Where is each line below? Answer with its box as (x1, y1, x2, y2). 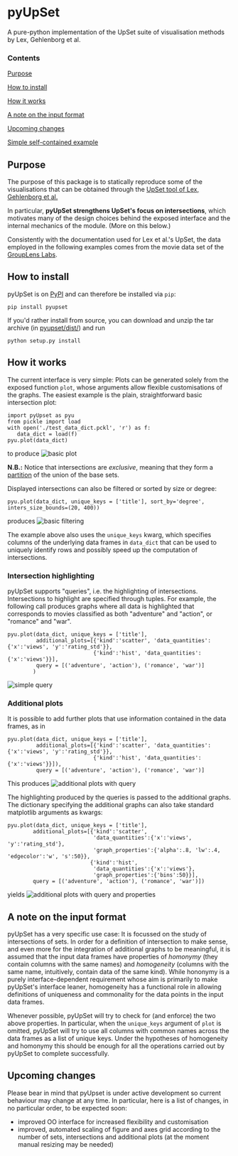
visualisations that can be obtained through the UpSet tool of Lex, (7, 185, 200, 194)
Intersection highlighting (7, 571, 94, 580)
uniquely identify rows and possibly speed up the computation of (7, 545, 198, 554)
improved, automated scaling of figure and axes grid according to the (17, 1125, 221, 1133)
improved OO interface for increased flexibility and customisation (17, 1117, 209, 1126)
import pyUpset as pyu (7, 411, 75, 419)
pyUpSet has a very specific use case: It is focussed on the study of (7, 930, 207, 939)
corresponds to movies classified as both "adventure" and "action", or (7, 609, 213, 618)
